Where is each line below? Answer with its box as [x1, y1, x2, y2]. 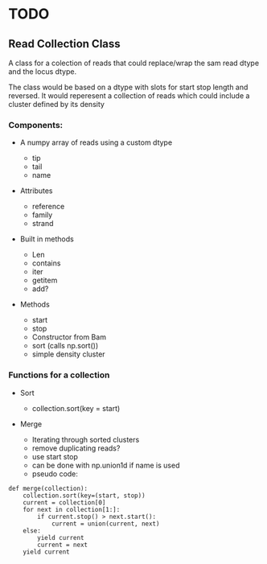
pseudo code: [31, 468, 79, 479]
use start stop [31, 451, 79, 461]
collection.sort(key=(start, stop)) [23, 492, 146, 500]
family [31, 210, 53, 220]
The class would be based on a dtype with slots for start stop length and [8, 82, 249, 92]
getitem [31, 275, 58, 286]
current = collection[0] [23, 498, 106, 507]
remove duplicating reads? [31, 443, 121, 453]
